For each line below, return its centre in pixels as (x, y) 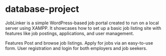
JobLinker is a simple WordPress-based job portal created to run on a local (82, 23)
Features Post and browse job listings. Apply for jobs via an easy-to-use (79, 43)
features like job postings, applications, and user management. (70, 33)
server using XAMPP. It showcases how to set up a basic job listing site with (83, 28)
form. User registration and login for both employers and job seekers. (76, 48)
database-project (42, 9)
